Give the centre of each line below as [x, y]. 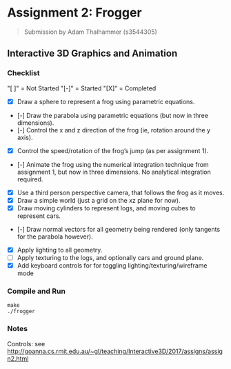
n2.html [18, 358]
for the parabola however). [55, 237]
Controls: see [26, 343]
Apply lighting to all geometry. [60, 250]
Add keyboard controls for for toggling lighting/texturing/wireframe [112, 266]
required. [30, 179]
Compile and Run [36, 291]
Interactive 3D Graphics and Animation [92, 53]
